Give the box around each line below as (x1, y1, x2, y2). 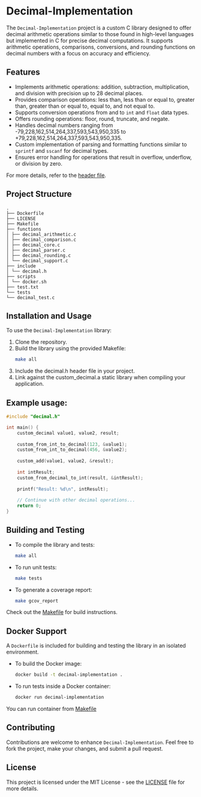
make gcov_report (14, 598, 59, 604)
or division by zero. (14, 160, 63, 167)
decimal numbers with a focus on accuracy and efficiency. (6, 49, 151, 57)
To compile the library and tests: (14, 541, 95, 548)
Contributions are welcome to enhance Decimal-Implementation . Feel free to (6, 739, 194, 746)
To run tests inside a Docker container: (14, 683, 111, 690)
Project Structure (6, 189, 72, 199)
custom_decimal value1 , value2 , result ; (17, 430, 119, 436)
